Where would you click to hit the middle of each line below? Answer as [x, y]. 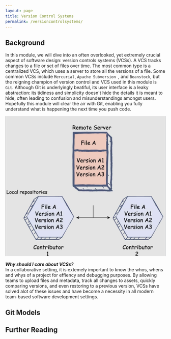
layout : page [19, 11]
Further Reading [32, 330]
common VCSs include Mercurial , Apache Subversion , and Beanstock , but [82, 77]
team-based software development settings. [52, 296]
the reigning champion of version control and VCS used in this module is [81, 82]
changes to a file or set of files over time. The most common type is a [78, 66]
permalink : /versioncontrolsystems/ [44, 21]
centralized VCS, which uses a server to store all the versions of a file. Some [85, 71]
